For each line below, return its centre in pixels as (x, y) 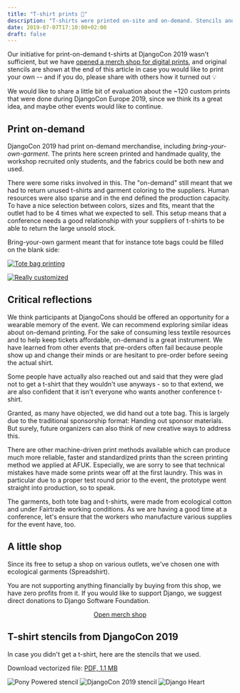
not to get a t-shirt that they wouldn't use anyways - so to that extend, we (115, 384)
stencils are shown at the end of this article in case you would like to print (115, 69)
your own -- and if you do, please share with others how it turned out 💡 (112, 77)
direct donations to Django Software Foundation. (79, 600)
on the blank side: (34, 250)
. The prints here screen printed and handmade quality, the (134, 154)
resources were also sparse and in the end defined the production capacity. (119, 198)
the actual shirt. (30, 362)
